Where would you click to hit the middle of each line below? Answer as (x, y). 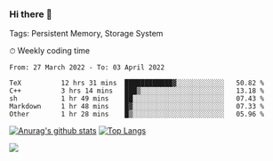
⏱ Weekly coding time (50, 51)
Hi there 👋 (31, 14)
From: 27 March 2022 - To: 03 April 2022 (87, 68)
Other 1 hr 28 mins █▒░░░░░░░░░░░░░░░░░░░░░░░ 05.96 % (137, 115)
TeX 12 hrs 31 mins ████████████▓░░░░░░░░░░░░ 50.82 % (137, 84)
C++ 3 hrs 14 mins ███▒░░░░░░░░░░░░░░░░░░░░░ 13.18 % (137, 91)
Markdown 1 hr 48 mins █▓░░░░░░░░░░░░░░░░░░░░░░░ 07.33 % (137, 107)
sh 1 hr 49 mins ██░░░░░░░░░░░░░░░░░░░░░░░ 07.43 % (137, 99)
